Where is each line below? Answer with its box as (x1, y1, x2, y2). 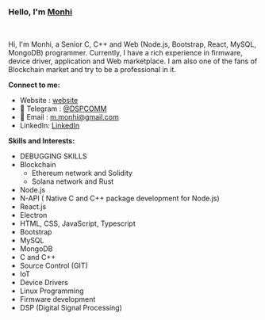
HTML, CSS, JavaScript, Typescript (19, 219, 136, 228)
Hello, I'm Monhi (8, 6, 73, 17)
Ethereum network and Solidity (31, 169, 133, 178)
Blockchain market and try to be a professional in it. (8, 65, 177, 74)
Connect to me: (8, 80, 61, 90)
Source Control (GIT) (19, 261, 89, 271)
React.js (19, 202, 47, 211)
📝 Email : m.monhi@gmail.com (19, 112, 119, 122)
